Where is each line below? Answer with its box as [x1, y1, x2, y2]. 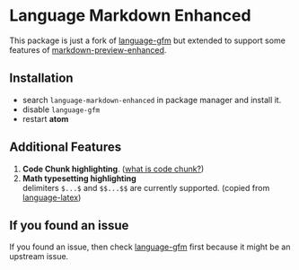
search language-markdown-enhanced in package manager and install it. [22, 94, 282, 105]
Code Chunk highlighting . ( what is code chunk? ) [22, 163, 205, 174]
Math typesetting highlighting [22, 172, 136, 184]
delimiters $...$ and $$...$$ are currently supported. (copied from [22, 182, 270, 193]
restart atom [22, 113, 69, 124]
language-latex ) [22, 192, 82, 203]
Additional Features [9, 140, 122, 155]
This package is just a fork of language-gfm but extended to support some [9, 35, 286, 46]
